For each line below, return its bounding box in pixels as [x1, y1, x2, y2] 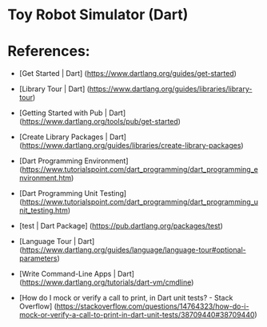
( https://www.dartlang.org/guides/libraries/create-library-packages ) [18, 141, 245, 150]
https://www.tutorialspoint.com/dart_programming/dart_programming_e [22, 165, 259, 174]
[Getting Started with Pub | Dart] [18, 108, 126, 118]
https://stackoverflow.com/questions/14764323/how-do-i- [56, 301, 249, 311]
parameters [18, 253, 58, 263]
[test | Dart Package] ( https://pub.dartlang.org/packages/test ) [18, 221, 223, 231]
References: [7, 42, 90, 61]
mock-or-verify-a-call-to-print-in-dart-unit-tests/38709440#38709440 [18, 310, 255, 320]
